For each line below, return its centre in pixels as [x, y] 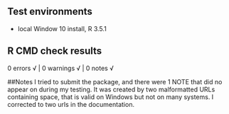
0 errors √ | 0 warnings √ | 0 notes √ [60, 68]
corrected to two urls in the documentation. [71, 104]
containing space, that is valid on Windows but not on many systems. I [111, 97]
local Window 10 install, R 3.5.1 [62, 28]
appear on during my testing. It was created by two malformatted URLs [111, 89]
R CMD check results [55, 51]
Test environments [50, 12]
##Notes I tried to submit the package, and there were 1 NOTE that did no [115, 81]
